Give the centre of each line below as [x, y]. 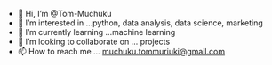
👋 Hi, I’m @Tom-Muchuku [65, 14]
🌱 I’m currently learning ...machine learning [96, 32]
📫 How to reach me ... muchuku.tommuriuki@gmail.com [121, 51]
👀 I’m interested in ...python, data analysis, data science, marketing [140, 23]
